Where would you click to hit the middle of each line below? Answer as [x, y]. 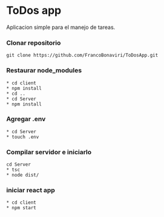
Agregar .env [26, 119]
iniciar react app [31, 190]
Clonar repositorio [34, 43]
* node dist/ [23, 175]
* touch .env [23, 137]
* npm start [21, 208]
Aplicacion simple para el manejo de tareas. [61, 27]
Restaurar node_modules [44, 71]
